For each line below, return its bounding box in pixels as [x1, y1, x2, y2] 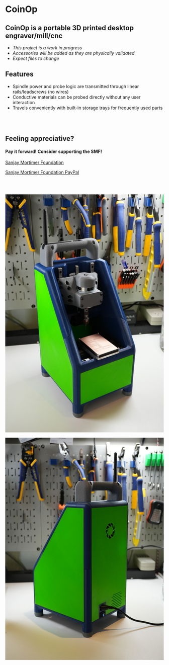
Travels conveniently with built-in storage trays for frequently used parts [12, 105, 163, 111]
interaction [12, 99, 35, 105]
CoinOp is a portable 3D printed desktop [5, 24, 134, 32]
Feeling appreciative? [5, 134, 74, 143]
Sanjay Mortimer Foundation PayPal [5, 170, 79, 176]
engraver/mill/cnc [5, 31, 63, 40]
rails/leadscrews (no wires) [12, 89, 69, 95]
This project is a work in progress [12, 45, 82, 51]
